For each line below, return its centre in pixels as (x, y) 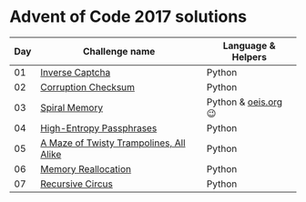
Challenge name (119, 51)
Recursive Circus (77, 184)
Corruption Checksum (87, 86)
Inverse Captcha (76, 72)
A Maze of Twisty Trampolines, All (113, 143)
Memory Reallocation (86, 168)
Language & (249, 45)
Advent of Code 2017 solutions (128, 17)
